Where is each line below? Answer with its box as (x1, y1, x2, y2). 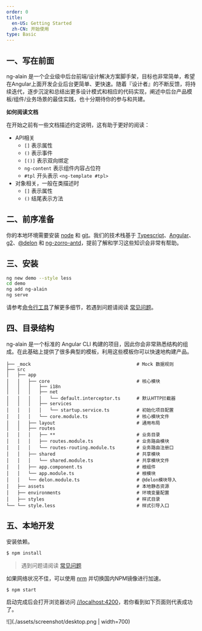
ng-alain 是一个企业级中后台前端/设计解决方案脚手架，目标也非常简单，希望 (6, 72, 195, 79)
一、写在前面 (6, 55, 55, 66)
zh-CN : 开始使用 (12, 25, 50, 32)
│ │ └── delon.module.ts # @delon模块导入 (6, 477, 177, 483)
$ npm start (6, 587, 36, 593)
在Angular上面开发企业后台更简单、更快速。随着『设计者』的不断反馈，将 (6, 80, 191, 87)
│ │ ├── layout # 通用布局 (6, 420, 161, 426)
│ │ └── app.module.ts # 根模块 (6, 470, 156, 476)
